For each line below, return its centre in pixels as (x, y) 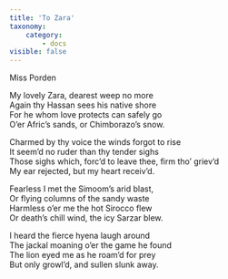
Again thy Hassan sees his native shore (83, 105)
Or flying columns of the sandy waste (79, 199)
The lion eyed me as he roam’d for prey (83, 255)
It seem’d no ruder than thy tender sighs (84, 152)
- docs (55, 43)
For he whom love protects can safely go (86, 115)
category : (45, 35)
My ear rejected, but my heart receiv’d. (82, 171)
